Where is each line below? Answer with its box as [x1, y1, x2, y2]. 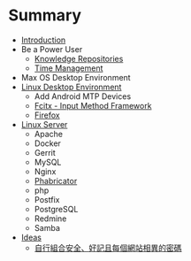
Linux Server [20, 119, 68, 129]
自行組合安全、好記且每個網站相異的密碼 [34, 242, 182, 253]
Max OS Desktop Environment [20, 72, 131, 82]
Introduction [20, 35, 66, 45]
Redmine [34, 213, 67, 224]
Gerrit [34, 147, 57, 157]
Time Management [34, 63, 103, 73]
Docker [34, 138, 61, 149]
